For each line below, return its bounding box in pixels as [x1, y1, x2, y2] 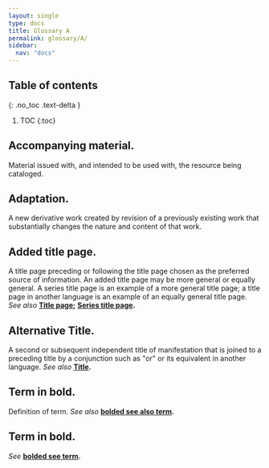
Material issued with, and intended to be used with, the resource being [8, 160, 243, 169]
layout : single [8, 11, 59, 20]
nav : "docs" [15, 49, 56, 57]
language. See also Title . [8, 362, 92, 372]
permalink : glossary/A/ [8, 34, 88, 43]
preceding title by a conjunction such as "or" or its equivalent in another [8, 354, 247, 364]
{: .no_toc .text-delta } [8, 100, 81, 109]
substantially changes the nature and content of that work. [8, 222, 202, 231]
